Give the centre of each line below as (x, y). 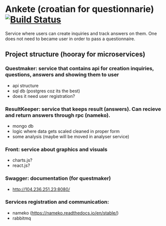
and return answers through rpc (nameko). (58, 115)
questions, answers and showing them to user (62, 75)
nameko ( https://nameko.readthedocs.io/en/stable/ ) (65, 213)
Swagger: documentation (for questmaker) (58, 178)
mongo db (23, 126)
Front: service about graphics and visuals (56, 149)
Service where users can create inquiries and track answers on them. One (81, 33)
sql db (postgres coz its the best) (46, 91)
